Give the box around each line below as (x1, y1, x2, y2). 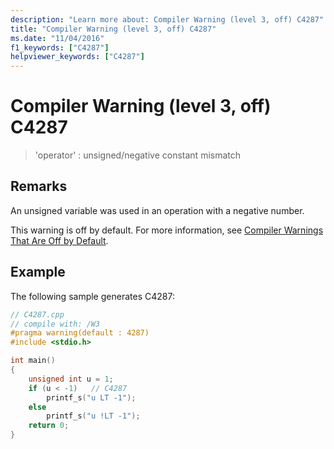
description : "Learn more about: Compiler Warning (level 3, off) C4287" (10, 14, 325, 25)
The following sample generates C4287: (10, 290, 175, 302)
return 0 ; (28, 421, 70, 431)
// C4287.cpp (10, 309, 65, 320)
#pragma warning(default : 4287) (10, 328, 150, 338)
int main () (10, 356, 56, 366)
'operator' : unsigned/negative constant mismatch (34, 149, 242, 161)
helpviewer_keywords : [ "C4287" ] (10, 52, 145, 62)
